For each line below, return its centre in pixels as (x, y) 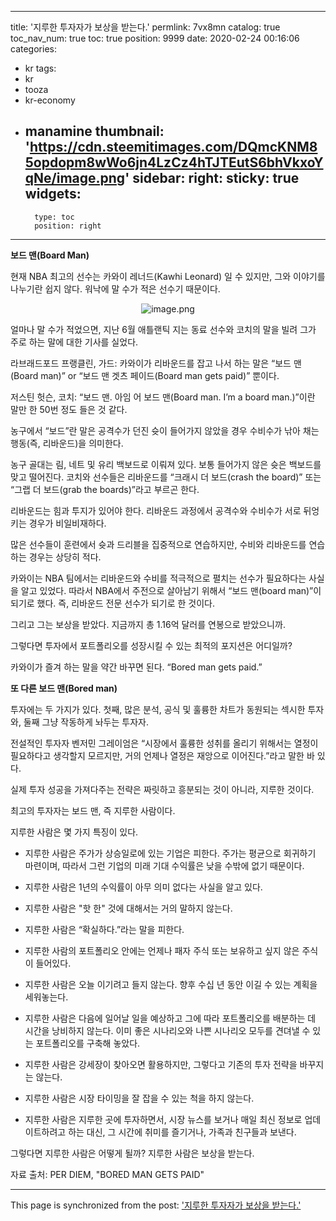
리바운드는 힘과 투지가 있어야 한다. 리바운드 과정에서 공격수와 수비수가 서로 (156, 510)
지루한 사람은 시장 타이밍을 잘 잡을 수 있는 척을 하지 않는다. (139, 1098)
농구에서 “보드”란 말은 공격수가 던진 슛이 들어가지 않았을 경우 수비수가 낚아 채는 (165, 430)
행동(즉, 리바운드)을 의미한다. (67, 443)
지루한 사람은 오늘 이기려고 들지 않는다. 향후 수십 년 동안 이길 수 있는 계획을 (171, 984)
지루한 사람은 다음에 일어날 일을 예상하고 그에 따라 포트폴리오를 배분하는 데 (170, 1018)
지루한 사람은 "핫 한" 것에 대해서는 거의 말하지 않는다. (128, 908)
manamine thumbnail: (94, 131)
